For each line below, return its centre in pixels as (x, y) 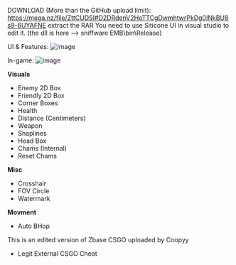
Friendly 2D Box (41, 96)
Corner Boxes (38, 103)
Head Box (32, 141)
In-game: (21, 60)
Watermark (34, 199)
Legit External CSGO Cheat (57, 254)
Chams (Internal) (42, 148)
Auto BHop (34, 226)
